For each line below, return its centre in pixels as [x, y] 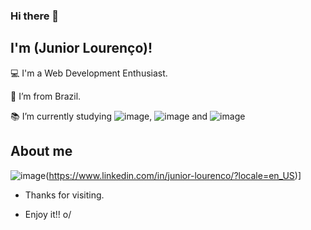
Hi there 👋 [35, 16]
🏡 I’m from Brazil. [46, 96]
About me [41, 151]
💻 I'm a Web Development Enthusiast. [89, 73]
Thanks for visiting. [64, 195]
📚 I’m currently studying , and [109, 116]
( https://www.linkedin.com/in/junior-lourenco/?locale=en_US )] [173, 175]
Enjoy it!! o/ [48, 214]
